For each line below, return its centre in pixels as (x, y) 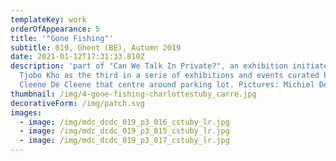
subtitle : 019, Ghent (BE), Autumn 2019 (96, 47)
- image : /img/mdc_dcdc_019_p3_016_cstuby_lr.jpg (124, 122)
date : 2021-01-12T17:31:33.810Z (77, 57)
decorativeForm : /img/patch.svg (77, 103)
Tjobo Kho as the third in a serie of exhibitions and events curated (169, 76)
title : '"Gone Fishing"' (62, 38)
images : (26, 112)
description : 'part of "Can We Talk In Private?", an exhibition (149, 66)
